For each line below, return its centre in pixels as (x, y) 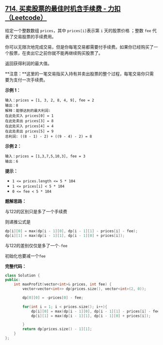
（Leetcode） (26, 18)
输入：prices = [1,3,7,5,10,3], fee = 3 (45, 156)
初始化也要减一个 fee (25, 256)
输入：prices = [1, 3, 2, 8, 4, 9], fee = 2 (50, 100)
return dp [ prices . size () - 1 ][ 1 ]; (57, 329)
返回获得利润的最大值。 (28, 63)
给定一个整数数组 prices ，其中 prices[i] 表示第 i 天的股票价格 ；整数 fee (78, 30)
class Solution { (23, 275)
